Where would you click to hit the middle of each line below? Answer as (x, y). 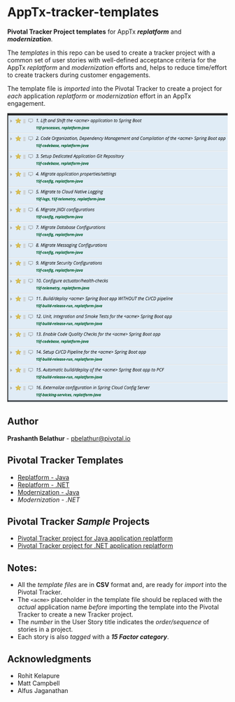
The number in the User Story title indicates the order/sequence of (113, 622)
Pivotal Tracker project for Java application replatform (95, 538)
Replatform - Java (43, 477)
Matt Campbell (38, 683)
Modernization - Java (48, 492)
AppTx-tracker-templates (83, 12)
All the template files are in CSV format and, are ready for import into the (122, 585)
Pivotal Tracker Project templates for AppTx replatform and (94, 32)
